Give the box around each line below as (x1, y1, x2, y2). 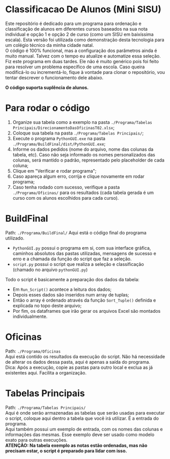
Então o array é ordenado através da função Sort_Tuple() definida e (12, 297, 156, 303)
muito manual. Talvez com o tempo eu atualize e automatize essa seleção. (5, 52, 161, 59)
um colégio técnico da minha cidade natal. (5, 42, 94, 48)
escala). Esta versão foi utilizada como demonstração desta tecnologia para (5, 37, 164, 43)
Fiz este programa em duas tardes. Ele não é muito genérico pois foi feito (5, 58, 159, 64)
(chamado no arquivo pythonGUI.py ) (12, 266, 88, 273)
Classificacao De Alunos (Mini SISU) (5, 4, 162, 15)
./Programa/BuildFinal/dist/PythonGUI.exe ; (12, 141, 106, 147)
